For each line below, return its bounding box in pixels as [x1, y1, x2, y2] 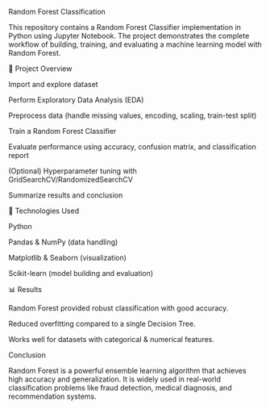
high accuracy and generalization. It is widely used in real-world [8, 374, 222, 384]
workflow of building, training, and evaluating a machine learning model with [8, 40, 262, 49]
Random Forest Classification [8, 7, 106, 16]
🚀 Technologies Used [8, 206, 79, 215]
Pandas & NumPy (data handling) [8, 237, 118, 247]
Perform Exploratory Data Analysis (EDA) [8, 95, 144, 104]
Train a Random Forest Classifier [8, 127, 117, 136]
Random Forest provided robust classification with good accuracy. [8, 303, 229, 313]
